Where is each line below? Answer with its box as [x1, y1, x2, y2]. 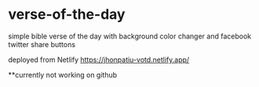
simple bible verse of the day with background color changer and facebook [8, 31, 252, 41]
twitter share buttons [8, 39, 76, 49]
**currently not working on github [8, 70, 118, 79]
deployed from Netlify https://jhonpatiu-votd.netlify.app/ [8, 55, 190, 64]
